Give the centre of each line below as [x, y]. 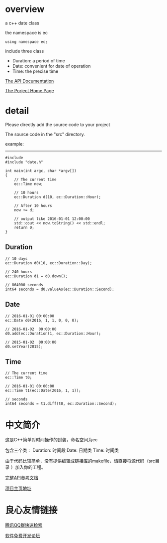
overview [25, 9]
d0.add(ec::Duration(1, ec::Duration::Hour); [53, 333]
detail [17, 111]
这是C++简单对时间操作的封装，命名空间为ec [51, 440]
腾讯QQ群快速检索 [24, 525]
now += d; [24, 210]
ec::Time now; [29, 184]
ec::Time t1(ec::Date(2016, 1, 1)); [43, 391]
